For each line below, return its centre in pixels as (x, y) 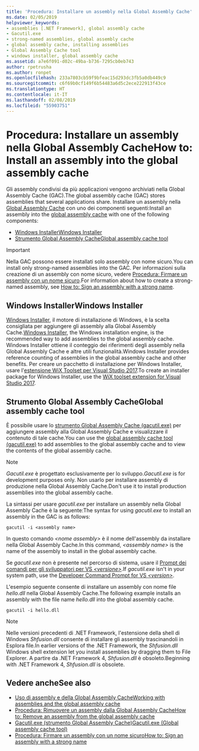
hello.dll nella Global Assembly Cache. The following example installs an (94, 593)
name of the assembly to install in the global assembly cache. (82, 551)
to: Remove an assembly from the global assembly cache (85, 716)
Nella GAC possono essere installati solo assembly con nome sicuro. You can (100, 261)
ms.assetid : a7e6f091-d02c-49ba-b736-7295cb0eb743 (70, 61)
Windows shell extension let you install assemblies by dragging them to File (99, 652)
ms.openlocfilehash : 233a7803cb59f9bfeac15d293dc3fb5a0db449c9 (86, 78)
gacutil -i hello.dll (33, 610)
